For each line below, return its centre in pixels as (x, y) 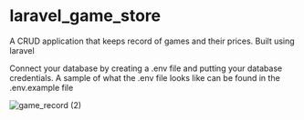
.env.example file (42, 87)
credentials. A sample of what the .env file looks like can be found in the (145, 77)
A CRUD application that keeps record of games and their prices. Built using (152, 41)
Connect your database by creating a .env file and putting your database (146, 68)
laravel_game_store (85, 16)
